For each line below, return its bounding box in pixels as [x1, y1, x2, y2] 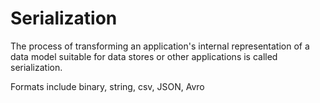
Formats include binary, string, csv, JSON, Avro [10, 80, 205, 92]
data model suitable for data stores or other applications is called [10, 50, 278, 62]
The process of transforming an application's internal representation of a [10, 40, 310, 52]
